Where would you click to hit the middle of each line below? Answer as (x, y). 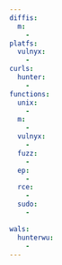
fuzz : (28, 153)
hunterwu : (35, 238)
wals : (19, 229)
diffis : (24, 18)
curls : (22, 69)
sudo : (28, 204)
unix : (28, 102)
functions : (30, 94)
